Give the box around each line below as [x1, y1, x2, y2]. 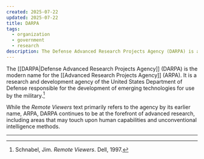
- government [12, 37, 45, 43]
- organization [12, 32, 50, 38]
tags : [6, 25, 20, 32]
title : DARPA [6, 20, 39, 26]
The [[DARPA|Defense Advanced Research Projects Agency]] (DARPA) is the [6, 65, 198, 72]
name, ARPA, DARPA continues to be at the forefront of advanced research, [6, 110, 195, 117]
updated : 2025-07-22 [6, 15, 59, 21]
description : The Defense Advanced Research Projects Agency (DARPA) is [6, 49, 194, 55]
